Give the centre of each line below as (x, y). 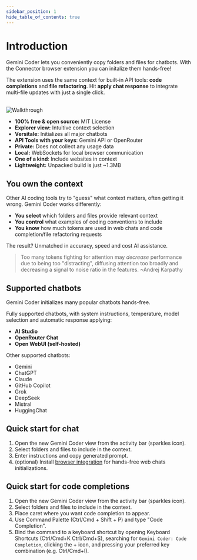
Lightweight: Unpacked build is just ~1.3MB (68, 165)
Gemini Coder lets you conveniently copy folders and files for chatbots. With (98, 62)
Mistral (23, 404)
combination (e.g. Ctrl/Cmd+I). (52, 551)
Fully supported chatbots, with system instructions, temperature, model (93, 314)
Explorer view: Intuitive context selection (64, 128)
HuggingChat (31, 411)
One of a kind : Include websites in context (66, 159)
